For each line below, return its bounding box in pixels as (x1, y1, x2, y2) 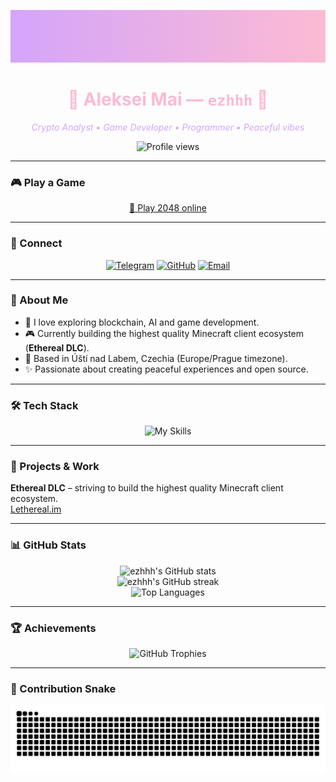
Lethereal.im (10, 503, 62, 515)
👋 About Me (10, 293, 69, 307)
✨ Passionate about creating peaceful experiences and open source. (24, 363, 309, 375)
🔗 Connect (10, 236, 63, 250)
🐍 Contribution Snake (10, 681, 117, 695)
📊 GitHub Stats (10, 538, 87, 552)
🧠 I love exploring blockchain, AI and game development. (24, 316, 260, 328)
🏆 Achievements (10, 621, 97, 635)
